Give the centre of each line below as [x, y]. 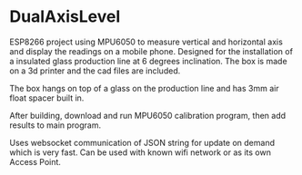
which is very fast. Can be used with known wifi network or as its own [140, 152]
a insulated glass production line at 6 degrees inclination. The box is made [149, 61]
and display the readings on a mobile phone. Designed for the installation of [151, 51]
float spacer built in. [47, 98]
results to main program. [55, 125]
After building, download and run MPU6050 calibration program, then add [148, 115]
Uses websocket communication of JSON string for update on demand [142, 142]
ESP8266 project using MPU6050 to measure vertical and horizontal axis [146, 42]
